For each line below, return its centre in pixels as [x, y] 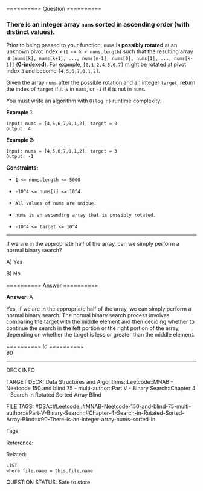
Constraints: [22, 168]
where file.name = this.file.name [50, 471]
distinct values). [31, 31]
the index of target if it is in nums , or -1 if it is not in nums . [76, 89]
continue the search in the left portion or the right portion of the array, [93, 328]
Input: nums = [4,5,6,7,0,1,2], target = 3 [62, 151]
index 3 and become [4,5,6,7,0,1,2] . [53, 71]
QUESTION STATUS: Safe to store [48, 482]
